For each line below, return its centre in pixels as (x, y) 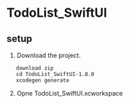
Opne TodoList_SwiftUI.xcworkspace (70, 93)
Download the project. (49, 55)
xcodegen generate (43, 80)
